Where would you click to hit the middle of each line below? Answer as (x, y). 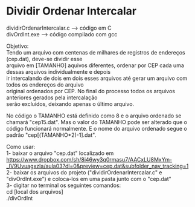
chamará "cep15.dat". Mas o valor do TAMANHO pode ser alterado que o (97, 122)
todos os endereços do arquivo (45, 84)
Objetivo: (18, 46)
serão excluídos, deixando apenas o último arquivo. (70, 103)
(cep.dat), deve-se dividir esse (44, 59)
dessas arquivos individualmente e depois (58, 71)
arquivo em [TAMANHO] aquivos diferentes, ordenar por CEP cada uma (95, 65)
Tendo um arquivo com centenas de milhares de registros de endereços (96, 52)
